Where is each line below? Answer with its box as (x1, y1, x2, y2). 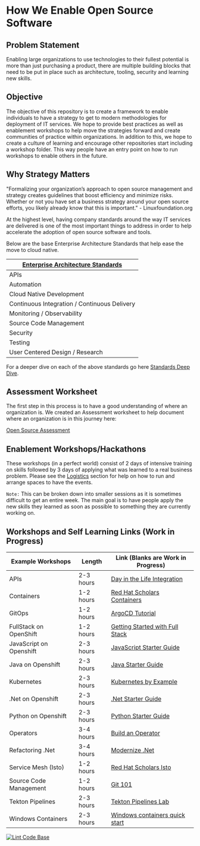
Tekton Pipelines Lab (111, 798, 170, 806)
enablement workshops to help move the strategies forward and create (6, 126, 180, 134)
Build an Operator (111, 729, 161, 738)
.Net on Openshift (9, 695, 58, 703)
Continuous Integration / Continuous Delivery (9, 299, 136, 307)
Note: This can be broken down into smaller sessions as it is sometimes (6, 490, 182, 497)
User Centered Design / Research (9, 348, 103, 356)
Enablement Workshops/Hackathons (6, 444, 146, 454)
